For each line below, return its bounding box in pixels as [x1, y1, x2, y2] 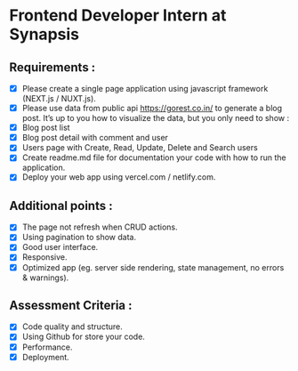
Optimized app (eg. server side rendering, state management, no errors [21, 262, 285, 272]
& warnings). [21, 272, 69, 283]
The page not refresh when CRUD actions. [21, 222, 178, 232]
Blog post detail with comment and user [21, 133, 169, 143]
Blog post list [21, 122, 70, 133]
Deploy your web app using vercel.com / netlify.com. [21, 172, 216, 182]
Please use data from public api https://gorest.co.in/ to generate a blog [21, 103, 283, 114]
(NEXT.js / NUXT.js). [21, 93, 96, 104]
